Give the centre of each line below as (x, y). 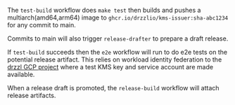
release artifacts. (32, 95)
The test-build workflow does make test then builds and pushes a (104, 10)
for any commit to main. (42, 25)
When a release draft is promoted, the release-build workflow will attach (113, 88)
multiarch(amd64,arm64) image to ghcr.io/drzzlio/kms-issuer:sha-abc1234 (118, 17)
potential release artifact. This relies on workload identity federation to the (115, 59)
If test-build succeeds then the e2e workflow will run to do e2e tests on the (117, 52)
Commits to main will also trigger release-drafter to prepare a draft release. (118, 38)
